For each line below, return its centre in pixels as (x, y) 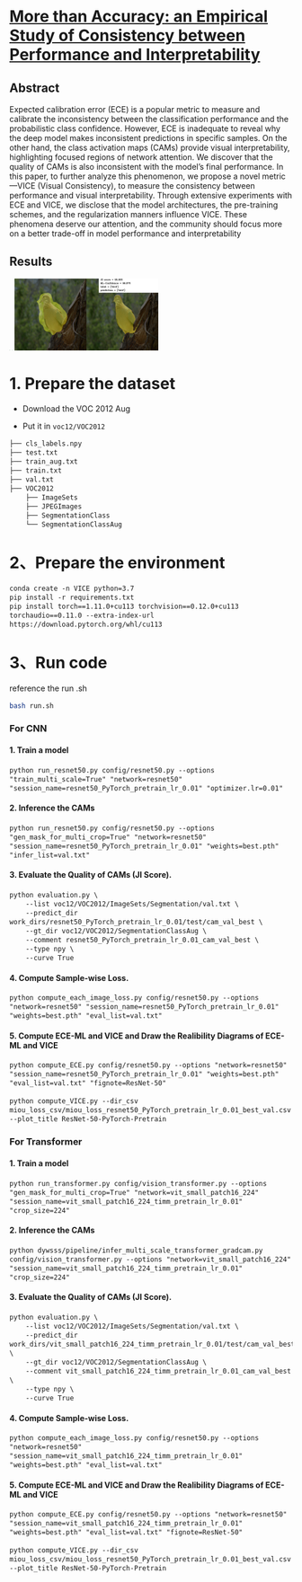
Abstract (35, 88)
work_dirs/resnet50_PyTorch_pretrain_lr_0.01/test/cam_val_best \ (136, 923)
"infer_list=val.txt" (50, 855)
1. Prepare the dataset (93, 384)
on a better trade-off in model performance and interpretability (125, 234)
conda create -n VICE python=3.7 (72, 588)
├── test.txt (34, 452)
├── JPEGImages (54, 506)
